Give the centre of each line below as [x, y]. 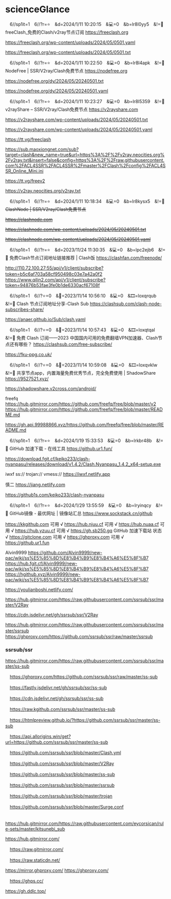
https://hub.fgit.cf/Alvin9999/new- [41, 563]
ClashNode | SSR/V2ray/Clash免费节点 [46, 209]
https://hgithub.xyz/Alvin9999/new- [43, 574]
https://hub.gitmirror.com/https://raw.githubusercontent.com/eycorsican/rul [84, 823]
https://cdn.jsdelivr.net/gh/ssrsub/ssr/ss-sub [57, 698]
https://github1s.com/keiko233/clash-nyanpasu [55, 495]
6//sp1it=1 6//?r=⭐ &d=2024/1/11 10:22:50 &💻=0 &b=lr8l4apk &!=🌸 [87, 63]
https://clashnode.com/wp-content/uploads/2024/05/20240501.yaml [78, 239]
